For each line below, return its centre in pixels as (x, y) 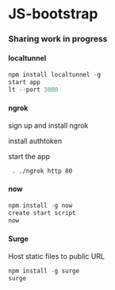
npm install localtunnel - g (55, 75)
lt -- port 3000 (33, 90)
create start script (42, 213)
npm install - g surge (44, 271)
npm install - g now (40, 206)
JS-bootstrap (53, 14)
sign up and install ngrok (48, 125)
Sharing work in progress (58, 39)
